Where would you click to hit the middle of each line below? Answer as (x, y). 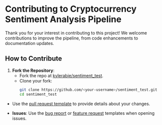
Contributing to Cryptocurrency (71, 9)
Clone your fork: (36, 81)
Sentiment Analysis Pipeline (63, 19)
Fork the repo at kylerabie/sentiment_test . (61, 75)
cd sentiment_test (38, 94)
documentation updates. (30, 43)
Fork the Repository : (33, 70)
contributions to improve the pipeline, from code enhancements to (71, 38)
